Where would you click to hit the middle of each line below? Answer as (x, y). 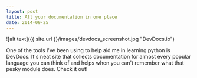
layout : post (22, 11)
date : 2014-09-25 (27, 22)
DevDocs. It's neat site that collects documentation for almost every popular (98, 57)
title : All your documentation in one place (62, 17)
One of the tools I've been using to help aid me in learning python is (88, 50)
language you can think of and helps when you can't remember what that (95, 63)
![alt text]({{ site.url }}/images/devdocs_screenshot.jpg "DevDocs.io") (91, 39)
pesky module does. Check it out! (47, 69)
